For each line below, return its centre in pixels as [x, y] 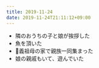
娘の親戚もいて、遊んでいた [49, 58]
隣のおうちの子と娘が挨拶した [52, 36]
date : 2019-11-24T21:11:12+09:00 [49, 18]
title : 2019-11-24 [29, 12]
